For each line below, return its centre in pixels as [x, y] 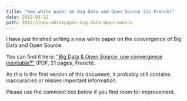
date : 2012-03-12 [27, 17]
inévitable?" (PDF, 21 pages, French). [51, 63]
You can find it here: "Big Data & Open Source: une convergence [84, 57]
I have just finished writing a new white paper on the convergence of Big [94, 39]
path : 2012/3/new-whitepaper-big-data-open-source [69, 22]
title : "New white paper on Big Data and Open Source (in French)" [91, 11]
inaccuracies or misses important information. [62, 80]
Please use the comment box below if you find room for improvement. [91, 92]
